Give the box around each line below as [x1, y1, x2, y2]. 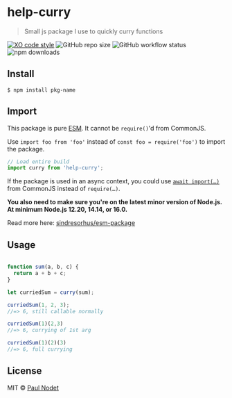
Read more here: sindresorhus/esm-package [7, 219, 136, 227]
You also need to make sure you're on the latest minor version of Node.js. [7, 198, 223, 206]
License [7, 365, 42, 377]
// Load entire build [7, 158, 70, 165]
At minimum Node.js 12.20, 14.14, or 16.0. [7, 206, 128, 214]
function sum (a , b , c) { [7, 263, 79, 271]
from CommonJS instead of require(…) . [7, 185, 121, 193]
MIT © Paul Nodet [7, 383, 59, 392]
